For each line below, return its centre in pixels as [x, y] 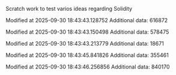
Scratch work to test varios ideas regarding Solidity [69, 9]
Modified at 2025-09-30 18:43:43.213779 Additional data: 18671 [85, 43]
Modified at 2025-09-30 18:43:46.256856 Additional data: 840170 [88, 67]
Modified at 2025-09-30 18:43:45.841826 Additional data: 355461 [87, 55]
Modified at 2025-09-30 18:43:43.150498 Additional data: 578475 [87, 32]
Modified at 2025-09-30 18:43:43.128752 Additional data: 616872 [87, 20]
